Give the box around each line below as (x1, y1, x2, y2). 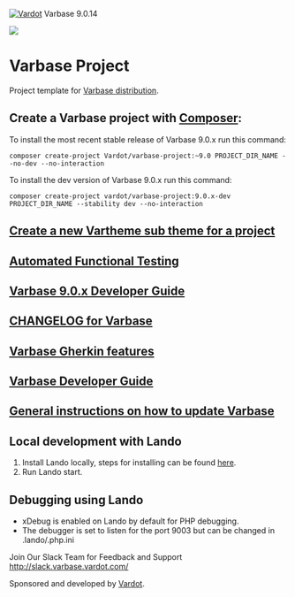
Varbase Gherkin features (9, 343, 155, 358)
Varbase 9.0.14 (43, 9, 98, 19)
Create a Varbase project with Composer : (9, 111, 243, 126)
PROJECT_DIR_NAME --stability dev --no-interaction (9, 199, 203, 208)
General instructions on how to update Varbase (9, 403, 276, 419)
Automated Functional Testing (9, 253, 179, 269)
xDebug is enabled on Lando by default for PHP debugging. (21, 516, 239, 526)
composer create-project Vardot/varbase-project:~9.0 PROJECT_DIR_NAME (9, 151, 278, 160)
